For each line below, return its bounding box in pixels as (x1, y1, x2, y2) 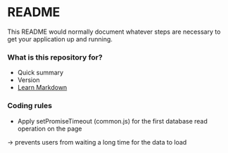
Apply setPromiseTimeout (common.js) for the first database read (17, 117, 208, 125)
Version (17, 76, 40, 84)
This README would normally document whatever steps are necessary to (7, 27, 221, 36)
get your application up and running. (7, 34, 113, 43)
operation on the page (17, 124, 82, 133)
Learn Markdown (17, 84, 68, 92)
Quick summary (17, 68, 64, 77)
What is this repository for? (7, 52, 103, 62)
